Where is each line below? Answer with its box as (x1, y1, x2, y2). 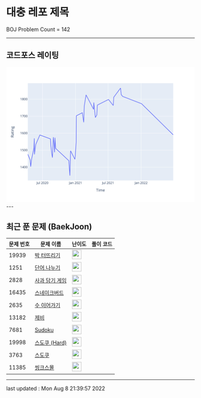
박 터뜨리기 (35, 252, 61, 259)
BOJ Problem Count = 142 (6, 25, 71, 33)
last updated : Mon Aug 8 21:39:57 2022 (6, 385, 106, 392)
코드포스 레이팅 (6, 50, 59, 61)
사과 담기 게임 (35, 277, 67, 284)
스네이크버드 (35, 289, 64, 296)
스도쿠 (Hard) (35, 339, 67, 346)
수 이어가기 (35, 301, 61, 309)
